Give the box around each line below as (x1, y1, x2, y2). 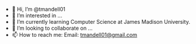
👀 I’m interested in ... (11, 12, 63, 19)
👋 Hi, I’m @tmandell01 (11, 6, 66, 12)
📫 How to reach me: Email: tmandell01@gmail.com (11, 32, 138, 38)
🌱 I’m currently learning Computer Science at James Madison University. (11, 18, 191, 25)
